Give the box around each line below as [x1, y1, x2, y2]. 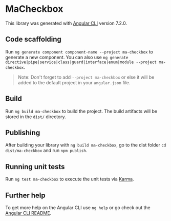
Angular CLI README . [5, 210, 52, 216]
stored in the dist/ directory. [5, 114, 67, 120]
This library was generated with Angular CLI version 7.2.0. [5, 20, 127, 26]
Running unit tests [5, 162, 65, 171]
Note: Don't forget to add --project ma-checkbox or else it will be [17, 74, 155, 80]
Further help [5, 191, 46, 199]
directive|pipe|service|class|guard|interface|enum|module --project [5, 60, 157, 65]
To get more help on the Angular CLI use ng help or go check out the [5, 205, 151, 211]
